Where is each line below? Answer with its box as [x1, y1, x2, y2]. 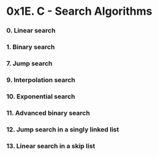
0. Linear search [6, 26, 56, 35]
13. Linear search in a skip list [6, 141, 96, 150]
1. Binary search [6, 43, 55, 52]
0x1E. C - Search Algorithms [6, 4, 152, 18]
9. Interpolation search [6, 76, 75, 84]
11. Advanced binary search [6, 109, 90, 117]
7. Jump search [6, 59, 53, 68]
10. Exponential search [6, 92, 75, 101]
